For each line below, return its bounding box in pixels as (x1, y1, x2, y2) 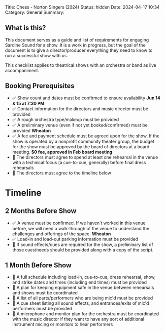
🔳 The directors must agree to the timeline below (12, 170, 112, 176)
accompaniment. (5, 67, 39, 73)
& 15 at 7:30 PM (12, 100, 45, 106)
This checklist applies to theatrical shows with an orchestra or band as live (5, 62, 157, 68)
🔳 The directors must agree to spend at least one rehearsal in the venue (12, 154, 158, 160)
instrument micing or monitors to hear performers (12, 321, 113, 328)
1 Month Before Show (5, 261, 72, 270)
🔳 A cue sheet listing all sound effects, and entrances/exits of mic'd (12, 300, 149, 306)
